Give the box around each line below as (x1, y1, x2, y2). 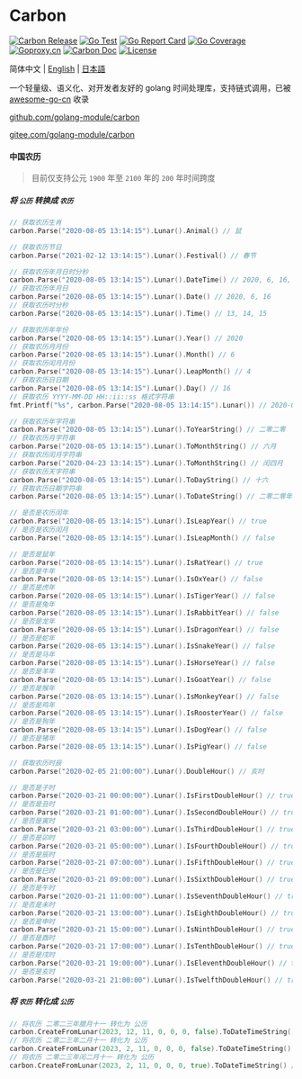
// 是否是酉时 (9, 933, 56, 943)
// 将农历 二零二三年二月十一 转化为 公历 (9, 1036, 148, 1045)
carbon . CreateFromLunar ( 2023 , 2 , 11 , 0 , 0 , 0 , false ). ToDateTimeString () (9, 1045, 292, 1054)
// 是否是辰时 (9, 850, 56, 859)
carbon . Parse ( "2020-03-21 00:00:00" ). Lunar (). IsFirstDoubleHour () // (9, 791, 276, 801)
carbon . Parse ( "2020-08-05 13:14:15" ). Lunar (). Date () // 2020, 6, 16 (9, 292, 271, 301)
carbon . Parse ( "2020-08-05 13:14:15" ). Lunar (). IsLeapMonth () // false (9, 533, 276, 543)
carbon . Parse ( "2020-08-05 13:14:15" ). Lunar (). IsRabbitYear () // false (9, 608, 280, 617)
